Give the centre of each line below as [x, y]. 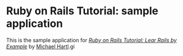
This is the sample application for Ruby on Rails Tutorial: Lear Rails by [91, 40]
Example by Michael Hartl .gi [41, 46]
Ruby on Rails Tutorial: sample [82, 11]
